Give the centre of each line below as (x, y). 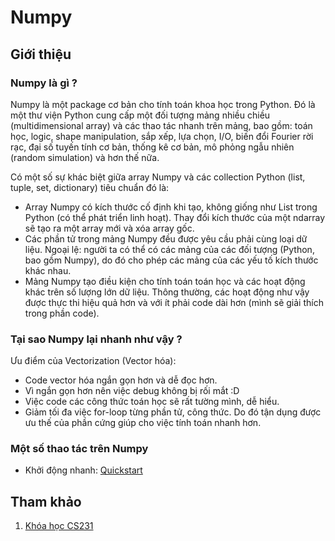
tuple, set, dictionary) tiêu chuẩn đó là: (90, 187)
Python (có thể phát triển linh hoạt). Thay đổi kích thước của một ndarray (175, 217)
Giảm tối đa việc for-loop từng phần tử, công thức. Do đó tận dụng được (173, 412)
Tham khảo (46, 501)
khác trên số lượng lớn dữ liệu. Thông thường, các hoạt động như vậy (167, 292)
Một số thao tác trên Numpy (79, 449)
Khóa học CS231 (59, 526)
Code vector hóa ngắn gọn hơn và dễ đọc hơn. (121, 380)
